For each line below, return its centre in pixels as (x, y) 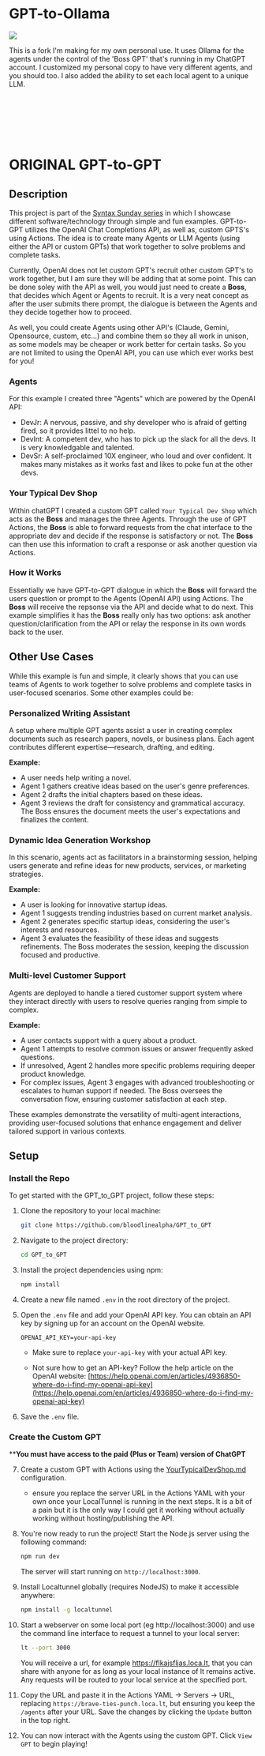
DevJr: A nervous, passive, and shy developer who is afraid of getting (134, 423)
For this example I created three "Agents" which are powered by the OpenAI (132, 399)
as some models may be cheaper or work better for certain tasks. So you (128, 344)
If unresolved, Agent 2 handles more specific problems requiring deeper (138, 1065)
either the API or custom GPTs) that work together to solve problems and (127, 246)
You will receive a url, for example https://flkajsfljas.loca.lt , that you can (136, 1663)
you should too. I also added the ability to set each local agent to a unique (129, 75)
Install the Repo (39, 1178)
